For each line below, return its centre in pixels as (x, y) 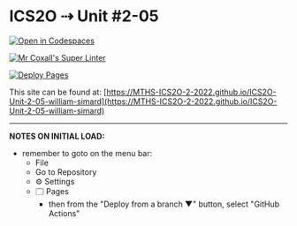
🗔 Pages (52, 191)
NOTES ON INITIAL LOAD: (57, 136)
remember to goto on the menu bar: (87, 153)
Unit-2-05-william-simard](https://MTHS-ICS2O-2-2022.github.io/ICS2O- (143, 101)
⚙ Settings (55, 181)
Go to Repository (66, 172)
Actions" (64, 213)
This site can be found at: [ (58, 92)
